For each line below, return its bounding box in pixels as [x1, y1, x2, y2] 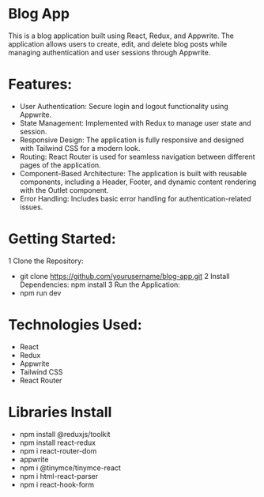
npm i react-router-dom [19, 446, 97, 455]
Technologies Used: [8, 316, 142, 333]
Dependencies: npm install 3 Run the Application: [19, 280, 180, 289]
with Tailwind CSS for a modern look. [19, 143, 141, 152]
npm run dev [19, 288, 62, 297]
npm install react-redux [19, 438, 96, 447]
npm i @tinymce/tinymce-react [19, 463, 121, 473]
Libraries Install [8, 403, 112, 421]
